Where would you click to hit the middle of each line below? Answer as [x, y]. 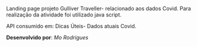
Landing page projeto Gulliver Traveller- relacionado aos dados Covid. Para [98, 9]
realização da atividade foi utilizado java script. [64, 15]
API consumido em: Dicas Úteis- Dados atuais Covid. [71, 26]
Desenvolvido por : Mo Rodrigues [47, 37]
